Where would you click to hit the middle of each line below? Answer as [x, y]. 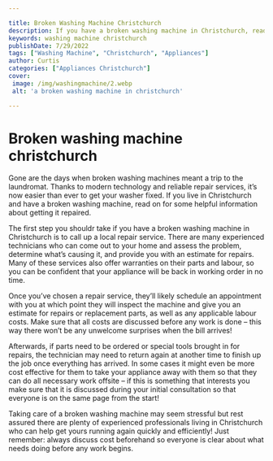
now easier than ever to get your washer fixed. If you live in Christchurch [130, 195]
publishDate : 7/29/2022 [49, 46]
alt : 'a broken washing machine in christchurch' [97, 91]
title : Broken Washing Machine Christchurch [85, 23]
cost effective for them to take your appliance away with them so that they [133, 372]
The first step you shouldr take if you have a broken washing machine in [129, 228]
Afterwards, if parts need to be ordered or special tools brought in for [124, 346]
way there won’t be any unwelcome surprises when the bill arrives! [120, 331]
